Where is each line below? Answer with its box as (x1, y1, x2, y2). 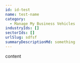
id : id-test (5, 7, 30, 12)
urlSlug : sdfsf (5, 35, 37, 40)
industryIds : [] (5, 26, 39, 31)
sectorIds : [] (5, 30, 35, 35)
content (5, 53, 22, 59)
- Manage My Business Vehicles (10, 21, 75, 26)
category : (5, 16, 26, 21)
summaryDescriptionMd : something (5, 40, 75, 45)
